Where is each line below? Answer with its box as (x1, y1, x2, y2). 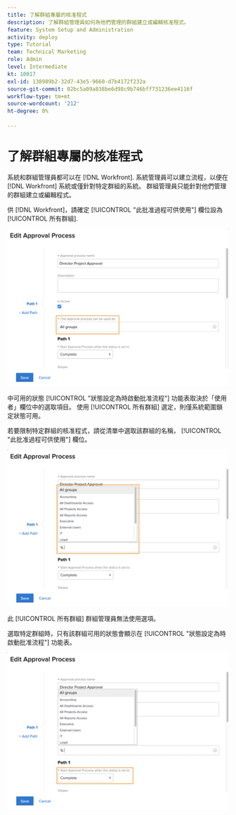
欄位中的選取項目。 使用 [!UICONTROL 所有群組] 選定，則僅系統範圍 (19, 403, 217, 411)
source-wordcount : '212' (7, 100, 80, 107)
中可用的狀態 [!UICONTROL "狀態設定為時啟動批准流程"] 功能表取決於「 (7, 393, 215, 402)
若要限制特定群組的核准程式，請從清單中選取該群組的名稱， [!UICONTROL (7, 426, 222, 435)
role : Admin (7, 56, 42, 63)
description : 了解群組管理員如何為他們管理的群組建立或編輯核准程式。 (7, 18, 190, 26)
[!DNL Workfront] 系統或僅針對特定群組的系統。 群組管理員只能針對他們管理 (7, 181, 227, 190)
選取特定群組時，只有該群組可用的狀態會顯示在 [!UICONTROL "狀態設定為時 (7, 629, 226, 637)
